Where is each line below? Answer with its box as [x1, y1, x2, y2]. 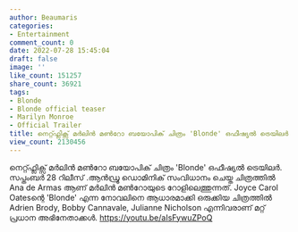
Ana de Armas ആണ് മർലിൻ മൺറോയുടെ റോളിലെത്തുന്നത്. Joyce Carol [9, 182, 279, 193]
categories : [9, 21, 54, 30]
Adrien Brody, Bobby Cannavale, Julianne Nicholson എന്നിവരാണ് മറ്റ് [9, 202, 266, 212]
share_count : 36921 [9, 79, 82, 88]
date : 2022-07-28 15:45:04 [9, 46, 110, 55]
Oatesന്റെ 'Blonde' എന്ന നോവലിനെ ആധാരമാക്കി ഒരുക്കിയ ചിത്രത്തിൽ [9, 192, 273, 203]
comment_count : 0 [9, 37, 74, 47]
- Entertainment [9, 29, 70, 38]
